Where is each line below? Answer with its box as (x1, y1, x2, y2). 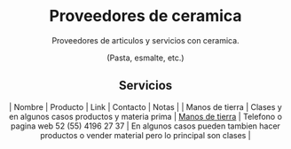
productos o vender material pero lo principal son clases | (40, 129, 251, 140)
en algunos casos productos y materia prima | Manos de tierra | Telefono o (8, 111, 283, 122)
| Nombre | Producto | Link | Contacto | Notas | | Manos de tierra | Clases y (9, 101, 282, 112)
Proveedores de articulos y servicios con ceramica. (51, 35, 240, 45)
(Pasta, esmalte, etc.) (106, 52, 185, 63)
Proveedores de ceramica (49, 6, 242, 26)
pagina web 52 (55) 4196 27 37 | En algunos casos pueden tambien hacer (11, 121, 280, 131)
